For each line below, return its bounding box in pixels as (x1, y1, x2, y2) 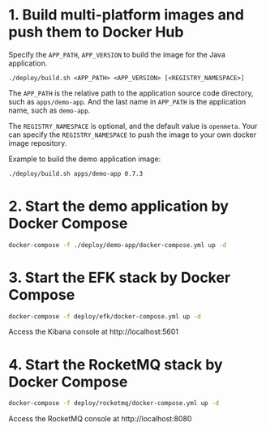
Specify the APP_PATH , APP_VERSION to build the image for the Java (8, 49, 225, 59)
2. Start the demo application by (8, 197, 230, 215)
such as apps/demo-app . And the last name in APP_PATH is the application (8, 96, 247, 106)
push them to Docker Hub (8, 23, 184, 41)
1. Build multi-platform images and (8, 6, 245, 24)
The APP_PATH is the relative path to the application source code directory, (8, 87, 254, 98)
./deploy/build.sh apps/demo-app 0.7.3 (8, 169, 144, 177)
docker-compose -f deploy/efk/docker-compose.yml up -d (8, 312, 201, 321)
